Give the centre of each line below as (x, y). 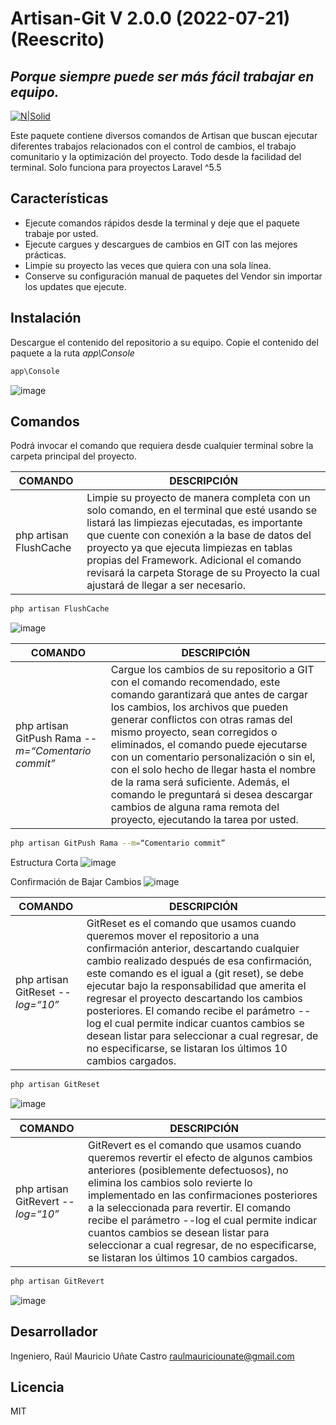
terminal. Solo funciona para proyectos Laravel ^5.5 (116, 167)
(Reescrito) (57, 39)
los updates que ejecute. (75, 286)
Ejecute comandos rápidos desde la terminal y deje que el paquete (162, 223)
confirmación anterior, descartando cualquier (193, 949)
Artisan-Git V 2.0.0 (91, 18)
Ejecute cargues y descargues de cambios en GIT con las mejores (161, 244)
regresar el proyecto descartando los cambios (194, 999)
